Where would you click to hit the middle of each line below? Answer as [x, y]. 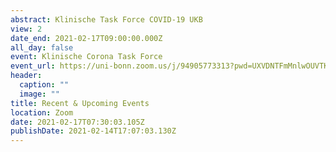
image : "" [39, 94]
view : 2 [26, 29]
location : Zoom [42, 112]
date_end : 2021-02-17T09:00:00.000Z [86, 38]
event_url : [33, 66]
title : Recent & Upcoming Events [80, 103]
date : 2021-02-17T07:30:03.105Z [77, 122]
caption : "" [44, 85]
